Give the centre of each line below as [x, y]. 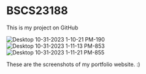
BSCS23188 [37, 11]
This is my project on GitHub [42, 28]
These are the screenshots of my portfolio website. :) [73, 64]
